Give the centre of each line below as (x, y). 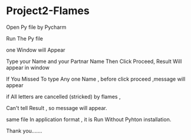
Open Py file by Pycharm (36, 27)
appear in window (28, 67)
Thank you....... (24, 131)
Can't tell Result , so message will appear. (57, 108)
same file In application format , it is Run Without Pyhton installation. (89, 119)
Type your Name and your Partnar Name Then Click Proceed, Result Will (94, 61)
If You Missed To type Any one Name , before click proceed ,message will (96, 79)
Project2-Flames (48, 11)
